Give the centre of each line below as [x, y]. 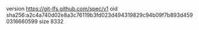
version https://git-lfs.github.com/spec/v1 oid [62, 9]
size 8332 [51, 21]
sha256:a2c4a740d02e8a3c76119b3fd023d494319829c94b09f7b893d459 [100, 15]
